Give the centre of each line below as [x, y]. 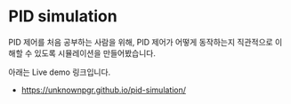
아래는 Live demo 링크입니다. [60, 72]
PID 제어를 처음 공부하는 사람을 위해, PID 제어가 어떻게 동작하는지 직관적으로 [141, 42]
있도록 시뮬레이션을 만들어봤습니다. [95, 53]
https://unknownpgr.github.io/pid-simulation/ [104, 90]
